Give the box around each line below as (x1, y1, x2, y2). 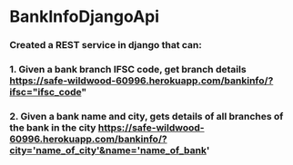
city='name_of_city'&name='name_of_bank (9, 143, 207, 156)
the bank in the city (9, 121, 96, 133)
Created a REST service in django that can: (9, 39, 202, 52)
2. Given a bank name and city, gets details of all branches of (9, 110, 284, 122)
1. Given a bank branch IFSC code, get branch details (9, 63, 248, 76)
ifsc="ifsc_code (9, 86, 82, 99)
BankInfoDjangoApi (9, 6, 160, 27)
